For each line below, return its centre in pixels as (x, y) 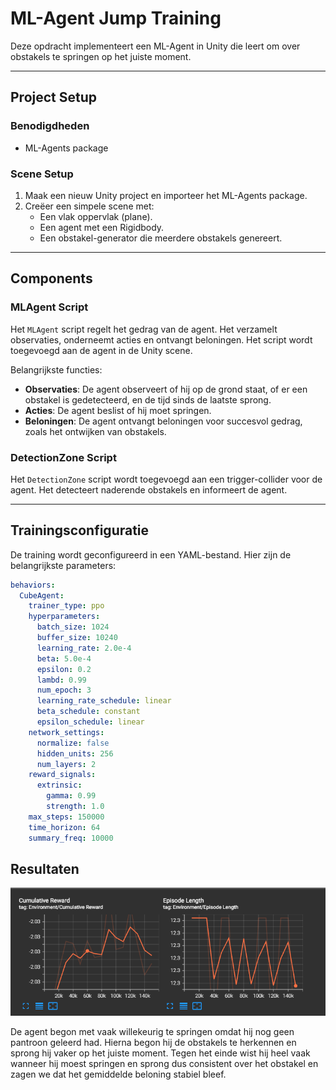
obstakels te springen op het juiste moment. (101, 56)
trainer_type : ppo (66, 606)
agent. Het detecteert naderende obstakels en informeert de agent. (149, 489)
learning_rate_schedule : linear (104, 701)
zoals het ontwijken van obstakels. (95, 431)
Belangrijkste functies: (56, 369)
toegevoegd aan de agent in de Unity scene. (101, 350)
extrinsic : (59, 785)
